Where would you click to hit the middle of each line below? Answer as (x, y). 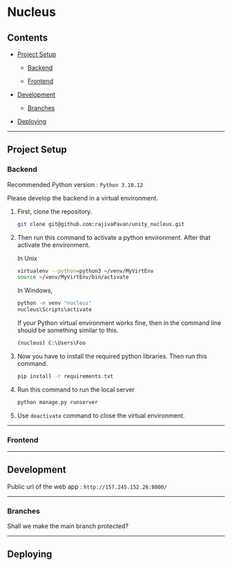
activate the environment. (54, 245)
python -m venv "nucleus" (54, 303)
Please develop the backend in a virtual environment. (83, 198)
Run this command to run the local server (76, 390)
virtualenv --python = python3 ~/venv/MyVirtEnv (85, 271)
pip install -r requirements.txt (65, 376)
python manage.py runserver (57, 402)
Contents (28, 38)
